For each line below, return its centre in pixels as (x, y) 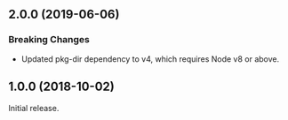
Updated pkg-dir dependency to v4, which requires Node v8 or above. (150, 59)
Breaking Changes (49, 40)
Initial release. (34, 108)
